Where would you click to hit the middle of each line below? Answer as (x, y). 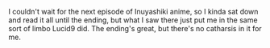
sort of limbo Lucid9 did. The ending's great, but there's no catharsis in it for (135, 28)
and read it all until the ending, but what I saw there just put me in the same (133, 20)
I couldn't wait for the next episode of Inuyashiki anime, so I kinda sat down (133, 12)
